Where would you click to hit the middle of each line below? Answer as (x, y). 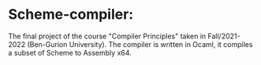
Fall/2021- (224, 36)
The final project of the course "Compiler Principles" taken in (107, 36)
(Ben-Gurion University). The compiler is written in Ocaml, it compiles (140, 44)
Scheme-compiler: (71, 14)
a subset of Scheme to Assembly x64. (70, 52)
